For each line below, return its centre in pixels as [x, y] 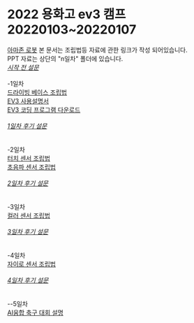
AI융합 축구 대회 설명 [36, 313]
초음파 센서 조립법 [31, 167]
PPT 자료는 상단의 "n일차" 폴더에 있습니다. [65, 58]
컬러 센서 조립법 [29, 215]
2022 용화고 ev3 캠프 [67, 14]
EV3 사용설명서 [28, 101]
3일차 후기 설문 [28, 231]
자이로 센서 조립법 [31, 264]
